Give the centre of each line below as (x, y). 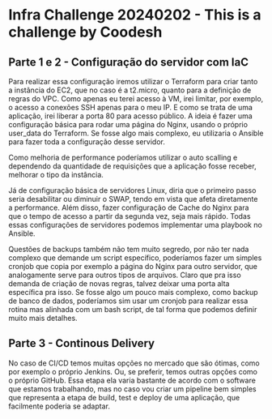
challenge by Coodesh (85, 32)
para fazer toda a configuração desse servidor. (87, 142)
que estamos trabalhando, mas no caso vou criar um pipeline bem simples (132, 389)
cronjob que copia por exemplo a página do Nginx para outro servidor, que (133, 266)
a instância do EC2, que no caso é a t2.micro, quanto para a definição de (130, 90)
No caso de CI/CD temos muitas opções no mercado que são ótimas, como (134, 363)
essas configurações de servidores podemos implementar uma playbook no (136, 225)
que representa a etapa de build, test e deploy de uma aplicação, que (124, 397)
